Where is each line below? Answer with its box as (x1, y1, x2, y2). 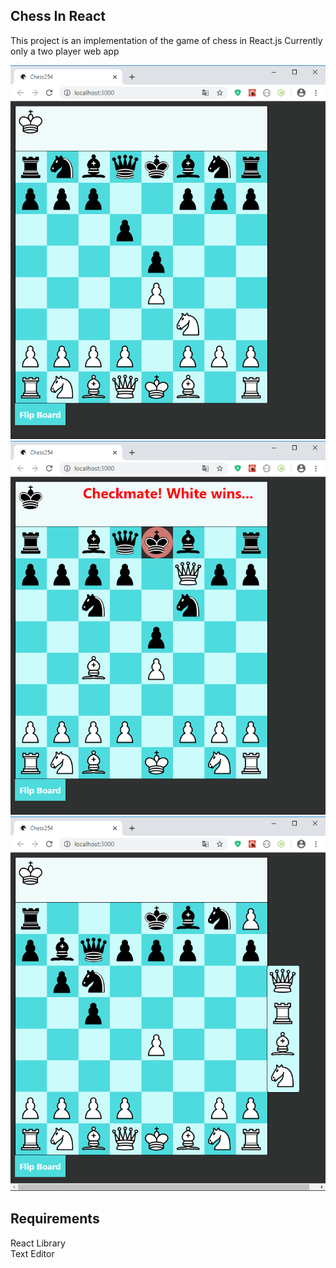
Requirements (10, 1210, 100, 1228)
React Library (10, 1237, 66, 1249)
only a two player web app (10, 45, 120, 57)
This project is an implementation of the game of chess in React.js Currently (10, 34, 323, 46)
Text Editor (10, 1247, 55, 1259)
